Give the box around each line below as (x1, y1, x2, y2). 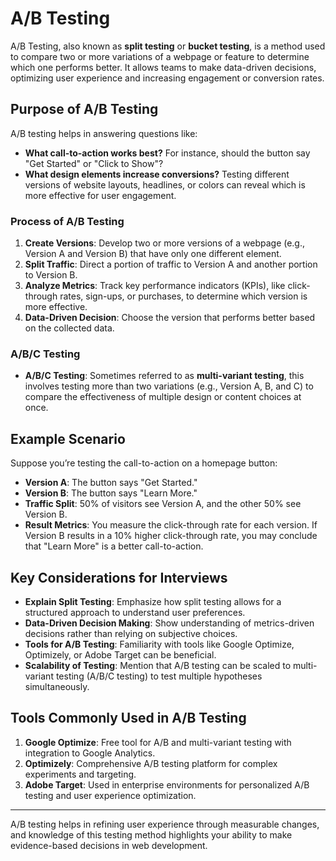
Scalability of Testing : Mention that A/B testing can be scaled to (24, 659, 292, 671)
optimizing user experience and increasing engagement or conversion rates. (10, 72, 325, 84)
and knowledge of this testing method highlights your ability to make (10, 828, 293, 841)
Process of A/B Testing (10, 214, 125, 228)
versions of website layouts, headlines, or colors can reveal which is (24, 178, 306, 191)
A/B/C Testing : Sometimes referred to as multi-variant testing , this (24, 370, 305, 382)
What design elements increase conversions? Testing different (24, 168, 290, 180)
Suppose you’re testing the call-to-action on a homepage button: (10, 457, 278, 469)
